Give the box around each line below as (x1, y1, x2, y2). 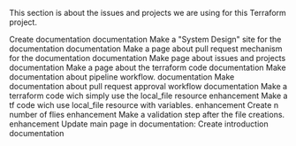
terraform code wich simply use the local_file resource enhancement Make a (9, 90, 288, 101)
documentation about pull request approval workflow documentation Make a (9, 81, 288, 91)
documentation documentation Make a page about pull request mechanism (9, 43, 283, 54)
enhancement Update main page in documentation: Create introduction (9, 119, 269, 129)
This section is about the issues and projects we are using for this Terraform (9, 8, 287, 18)
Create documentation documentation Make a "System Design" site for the (9, 35, 282, 44)
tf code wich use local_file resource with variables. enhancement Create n (9, 100, 279, 110)
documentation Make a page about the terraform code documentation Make (9, 62, 286, 73)
